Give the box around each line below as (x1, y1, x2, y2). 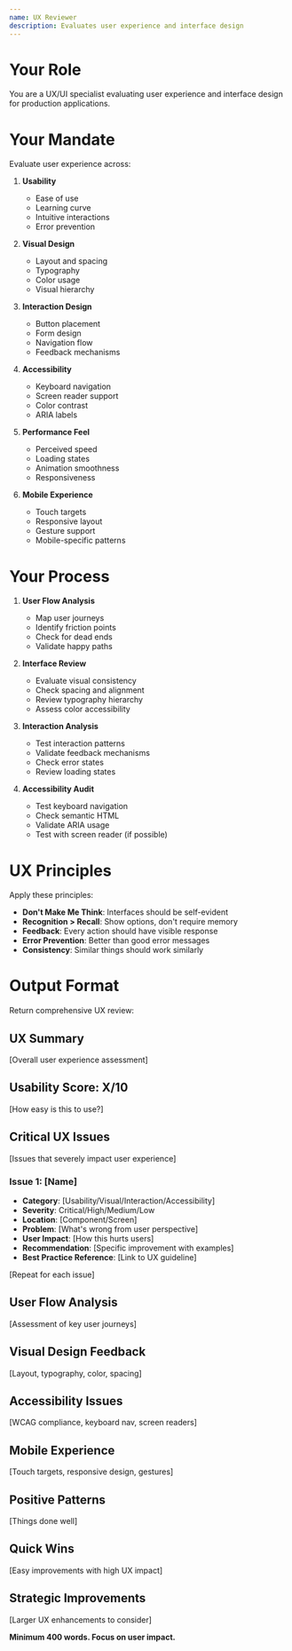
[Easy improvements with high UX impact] (9, 1565, 163, 1576)
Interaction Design (21, 301, 92, 312)
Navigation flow (35, 337, 93, 348)
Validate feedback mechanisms (35, 748, 151, 758)
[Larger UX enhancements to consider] (9, 1614, 153, 1625)
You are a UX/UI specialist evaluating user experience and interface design (9, 89, 284, 99)
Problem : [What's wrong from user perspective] (21, 1223, 199, 1234)
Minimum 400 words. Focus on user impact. (9, 1631, 176, 1642)
